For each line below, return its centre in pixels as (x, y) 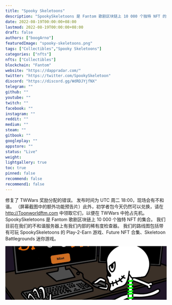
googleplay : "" (21, 141)
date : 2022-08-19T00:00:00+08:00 (41, 22)
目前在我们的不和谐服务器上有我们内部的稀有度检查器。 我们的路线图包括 (82, 225)
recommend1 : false (25, 184)
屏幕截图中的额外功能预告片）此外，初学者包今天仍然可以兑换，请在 (92, 206)
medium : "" (17, 125)
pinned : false (20, 174)
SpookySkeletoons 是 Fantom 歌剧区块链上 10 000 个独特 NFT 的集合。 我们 (85, 219)
